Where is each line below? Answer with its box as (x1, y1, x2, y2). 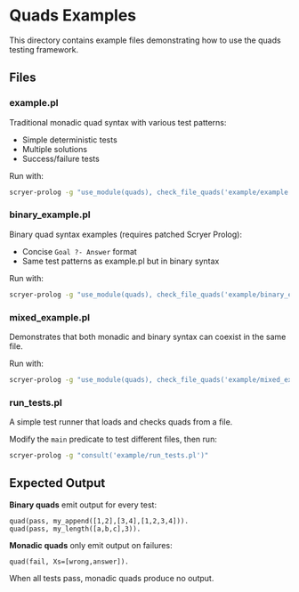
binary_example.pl (9, 208, 91, 221)
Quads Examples (9, 5, 137, 26)
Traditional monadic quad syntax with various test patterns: (9, 117, 227, 127)
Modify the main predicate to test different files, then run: (9, 434, 218, 445)
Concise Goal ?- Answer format (21, 246, 138, 256)
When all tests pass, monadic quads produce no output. (9, 572, 214, 583)
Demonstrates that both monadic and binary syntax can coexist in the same (9, 331, 287, 342)
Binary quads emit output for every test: (9, 499, 158, 510)
